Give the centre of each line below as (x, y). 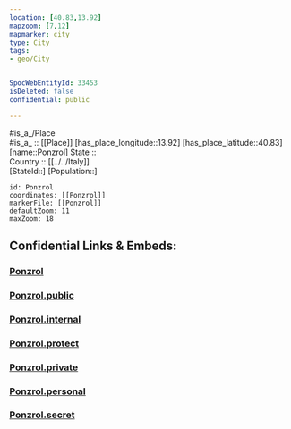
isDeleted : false (42, 91)
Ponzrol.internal (45, 319)
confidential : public (50, 99)
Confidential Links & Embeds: (93, 246)
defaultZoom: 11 (39, 211)
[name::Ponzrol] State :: (53, 152)
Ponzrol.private (44, 367)
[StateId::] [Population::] (53, 171)
